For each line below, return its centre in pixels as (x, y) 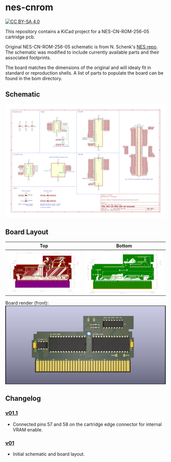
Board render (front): (27, 303)
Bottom (124, 246)
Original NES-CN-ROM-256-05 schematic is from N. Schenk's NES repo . (81, 47)
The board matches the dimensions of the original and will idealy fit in (78, 67)
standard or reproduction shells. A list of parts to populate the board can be (84, 73)
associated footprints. (28, 57)
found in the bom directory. (34, 78)
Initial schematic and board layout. (49, 454)
